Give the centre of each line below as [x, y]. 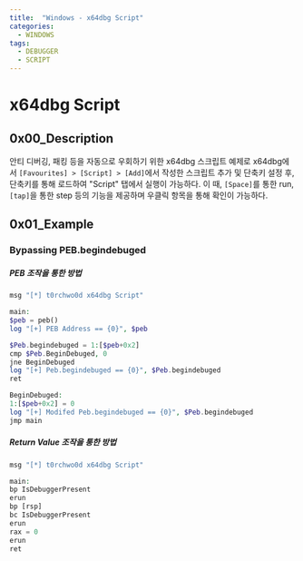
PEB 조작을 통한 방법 [46, 272]
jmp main [26, 420]
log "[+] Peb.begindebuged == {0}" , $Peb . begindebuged [115, 370]
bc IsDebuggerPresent [50, 515]
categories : [32, 26]
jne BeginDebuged [42, 362]
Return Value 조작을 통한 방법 [63, 442]
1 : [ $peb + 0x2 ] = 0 [42, 404]
